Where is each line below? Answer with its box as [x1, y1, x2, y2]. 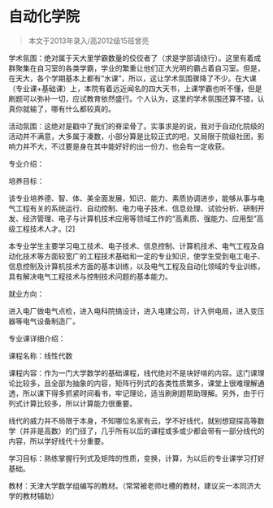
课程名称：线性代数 [8, 350, 73, 360]
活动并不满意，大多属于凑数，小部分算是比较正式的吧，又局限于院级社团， [8, 131, 258, 141]
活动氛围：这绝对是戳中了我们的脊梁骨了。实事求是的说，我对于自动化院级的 [8, 121, 265, 131]
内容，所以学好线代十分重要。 [8, 436, 108, 445]
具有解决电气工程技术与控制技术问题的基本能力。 [8, 271, 172, 281]
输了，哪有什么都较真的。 [29, 103, 115, 114]
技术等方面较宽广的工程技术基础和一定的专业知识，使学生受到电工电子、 [22, 251, 265, 261]
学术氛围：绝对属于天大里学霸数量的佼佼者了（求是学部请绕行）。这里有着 [8, 53, 254, 63]
